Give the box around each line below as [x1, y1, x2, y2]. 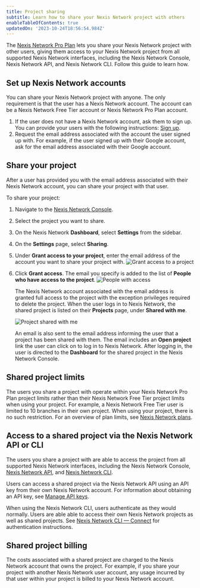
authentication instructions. [6, 523, 73, 530]
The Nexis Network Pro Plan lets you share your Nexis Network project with [6, 42, 192, 49]
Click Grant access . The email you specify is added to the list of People [14, 269, 192, 277]
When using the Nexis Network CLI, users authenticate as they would [6, 504, 177, 511]
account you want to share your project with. [14, 258, 125, 265]
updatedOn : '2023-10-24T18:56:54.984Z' [6, 25, 105, 32]
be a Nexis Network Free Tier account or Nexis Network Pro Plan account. [6, 107, 189, 114]
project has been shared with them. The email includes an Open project [14, 336, 192, 343]
